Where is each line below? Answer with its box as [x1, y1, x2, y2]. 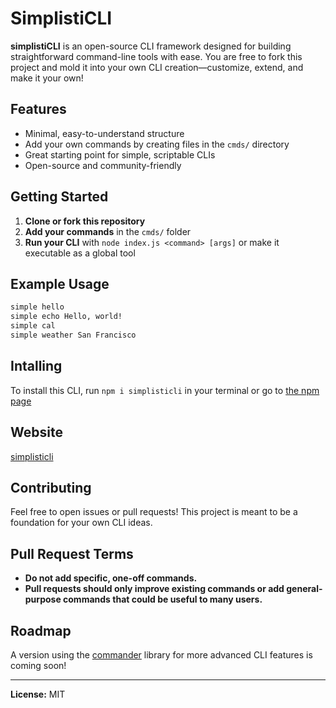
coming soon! [10, 659, 67, 671]
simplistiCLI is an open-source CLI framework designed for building [10, 40, 292, 52]
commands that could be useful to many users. [63, 593, 263, 606]
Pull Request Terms [10, 545, 134, 562]
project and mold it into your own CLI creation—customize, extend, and [10, 61, 304, 73]
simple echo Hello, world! [10, 312, 123, 322]
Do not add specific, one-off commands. [24, 572, 198, 584]
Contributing [10, 479, 92, 496]
